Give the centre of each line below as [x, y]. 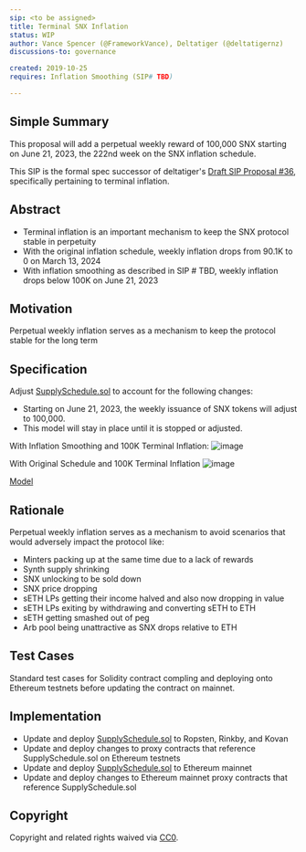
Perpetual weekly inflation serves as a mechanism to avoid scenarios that [148, 531]
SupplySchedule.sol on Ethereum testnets [101, 758]
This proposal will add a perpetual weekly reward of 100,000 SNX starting [148, 143]
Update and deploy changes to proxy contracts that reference [139, 748]
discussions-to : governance [63, 52]
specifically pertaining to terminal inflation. [90, 181]
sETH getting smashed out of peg [86, 617]
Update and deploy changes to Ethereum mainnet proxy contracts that [155, 777]
